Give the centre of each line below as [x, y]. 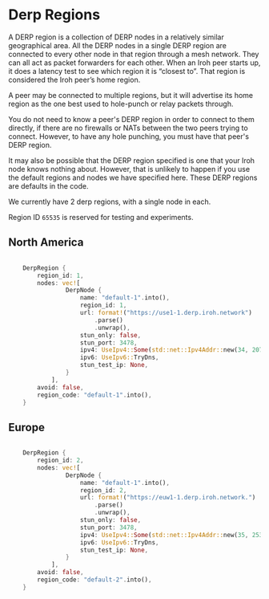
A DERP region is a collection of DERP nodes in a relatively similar [116, 37]
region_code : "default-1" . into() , [94, 395]
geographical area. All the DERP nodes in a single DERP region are [117, 45]
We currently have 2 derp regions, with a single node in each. [110, 202]
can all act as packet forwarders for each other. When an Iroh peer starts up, [134, 63]
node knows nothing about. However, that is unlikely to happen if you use [129, 169]
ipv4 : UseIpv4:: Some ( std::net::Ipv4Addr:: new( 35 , [164, 535]
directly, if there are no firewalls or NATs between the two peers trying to [128, 128]
